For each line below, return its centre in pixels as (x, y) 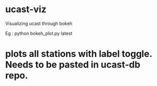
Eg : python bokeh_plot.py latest (39, 33)
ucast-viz (26, 9)
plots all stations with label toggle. (79, 54)
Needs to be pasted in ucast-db (73, 65)
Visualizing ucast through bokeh (39, 23)
